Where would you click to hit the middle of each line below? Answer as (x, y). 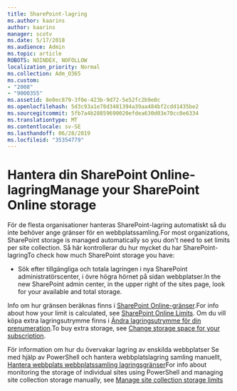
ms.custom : (23, 80)
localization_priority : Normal (54, 67)
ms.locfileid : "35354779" (46, 140)
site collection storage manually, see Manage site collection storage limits (115, 380)
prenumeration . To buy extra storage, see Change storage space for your (114, 328)
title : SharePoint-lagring (47, 14)
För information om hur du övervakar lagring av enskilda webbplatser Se (113, 350)
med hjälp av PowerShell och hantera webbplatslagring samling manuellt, (115, 358)
